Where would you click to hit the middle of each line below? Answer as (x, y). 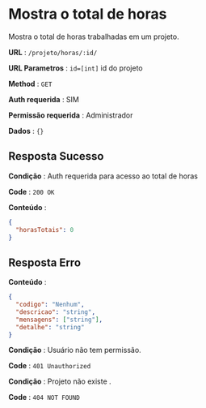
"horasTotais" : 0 (45, 230)
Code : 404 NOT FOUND (44, 397)
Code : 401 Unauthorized (50, 366)
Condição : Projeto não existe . (60, 381)
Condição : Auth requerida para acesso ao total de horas (103, 176)
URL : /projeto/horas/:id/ (53, 52)
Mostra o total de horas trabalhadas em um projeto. (94, 37)
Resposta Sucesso (56, 156)
